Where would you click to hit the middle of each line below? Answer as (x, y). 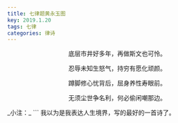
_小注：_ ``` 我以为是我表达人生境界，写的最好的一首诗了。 (91, 113)
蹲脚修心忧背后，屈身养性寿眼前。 (117, 83)
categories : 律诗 (31, 33)
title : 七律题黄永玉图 (37, 14)
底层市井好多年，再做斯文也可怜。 (117, 54)
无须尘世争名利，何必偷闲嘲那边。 (117, 98)
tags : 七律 (22, 26)
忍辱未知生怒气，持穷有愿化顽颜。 (117, 68)
